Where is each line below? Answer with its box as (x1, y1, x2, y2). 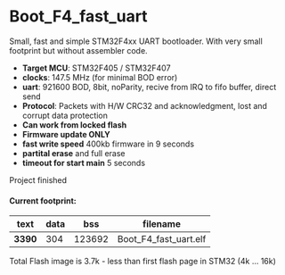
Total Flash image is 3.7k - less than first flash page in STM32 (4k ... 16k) (9, 256, 276, 267)
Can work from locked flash (21, 119, 127, 130)
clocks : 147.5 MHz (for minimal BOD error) (21, 71, 178, 82)
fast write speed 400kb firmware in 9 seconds (21, 138, 194, 149)
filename (142, 218, 181, 230)
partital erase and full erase (21, 147, 126, 158)
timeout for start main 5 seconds (21, 157, 145, 168)
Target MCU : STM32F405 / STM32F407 (21, 62, 171, 73)
